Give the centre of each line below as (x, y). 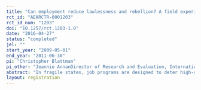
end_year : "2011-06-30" (36, 56)
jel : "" (16, 45)
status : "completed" (32, 39)
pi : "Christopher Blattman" (41, 61)
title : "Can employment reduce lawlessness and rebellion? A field (92, 12)
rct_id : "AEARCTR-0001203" (40, 17)
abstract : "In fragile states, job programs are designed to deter (92, 72)
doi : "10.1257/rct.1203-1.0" (42, 28)
